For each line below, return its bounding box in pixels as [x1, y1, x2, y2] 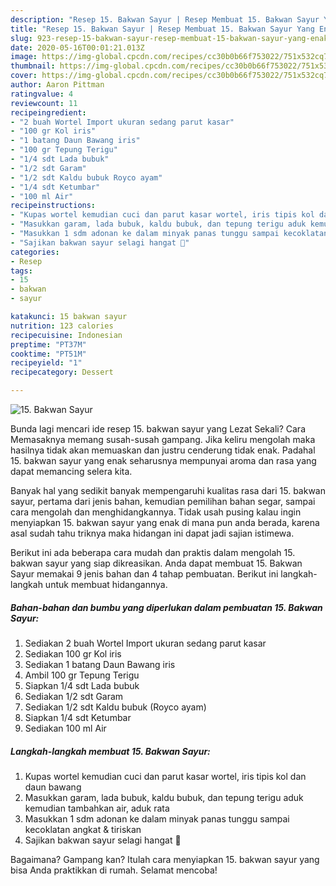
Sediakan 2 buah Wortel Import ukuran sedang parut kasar [24, 637, 267, 649]
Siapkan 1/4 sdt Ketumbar [24, 711, 132, 723]
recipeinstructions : [10, 201, 97, 211]
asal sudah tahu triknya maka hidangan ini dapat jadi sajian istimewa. [10, 527, 295, 539]
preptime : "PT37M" [10, 339, 87, 350]
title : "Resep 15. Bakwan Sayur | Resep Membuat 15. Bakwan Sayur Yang [10, 24, 315, 34]
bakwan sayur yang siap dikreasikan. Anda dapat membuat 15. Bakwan [10, 557, 303, 569]
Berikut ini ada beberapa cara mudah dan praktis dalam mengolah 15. [10, 547, 296, 558]
